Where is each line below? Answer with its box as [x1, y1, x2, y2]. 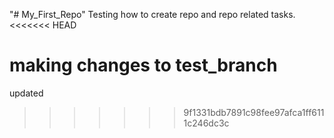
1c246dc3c [183, 117, 230, 129]
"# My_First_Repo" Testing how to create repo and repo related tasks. [9, 9, 296, 20]
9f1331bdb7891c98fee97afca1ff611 [183, 106, 325, 118]
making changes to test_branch [9, 54, 278, 77]
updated [9, 87, 44, 99]
